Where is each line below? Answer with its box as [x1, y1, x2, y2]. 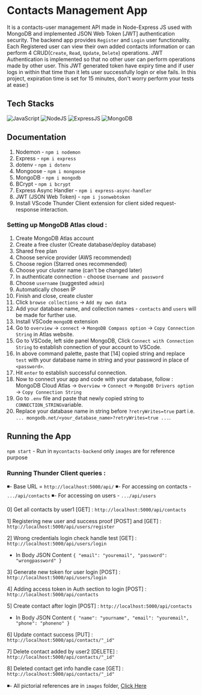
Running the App [7, 432, 72, 442]
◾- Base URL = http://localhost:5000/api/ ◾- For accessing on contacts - [7, 483, 192, 490]
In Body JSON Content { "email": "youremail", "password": [15, 551, 168, 558]
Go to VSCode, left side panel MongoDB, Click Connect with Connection [15, 337, 194, 344]
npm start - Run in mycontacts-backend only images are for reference [7, 447, 175, 454]
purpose [7, 453, 28, 461]
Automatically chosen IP [15, 286, 76, 293]
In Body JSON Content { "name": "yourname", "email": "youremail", [15, 614, 189, 621]
